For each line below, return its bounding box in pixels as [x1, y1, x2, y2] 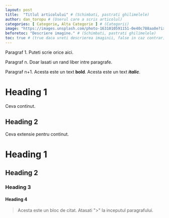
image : [5, 26, 19, 31]
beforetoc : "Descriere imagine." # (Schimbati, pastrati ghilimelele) [5, 31, 156, 36]
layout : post [5, 7, 33, 13]
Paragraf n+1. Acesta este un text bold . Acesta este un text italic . [5, 68, 141, 75]
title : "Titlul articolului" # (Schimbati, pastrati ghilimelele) [5, 12, 150, 17]
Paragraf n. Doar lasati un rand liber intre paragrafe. [5, 59, 113, 65]
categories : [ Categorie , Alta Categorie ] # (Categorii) [5, 21, 129, 27]
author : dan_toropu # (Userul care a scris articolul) [5, 17, 123, 22]
